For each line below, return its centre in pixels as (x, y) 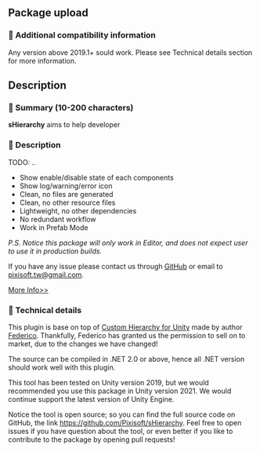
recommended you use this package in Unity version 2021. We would (120, 391)
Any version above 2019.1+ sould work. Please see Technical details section (130, 52)
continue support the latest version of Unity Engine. (91, 399)
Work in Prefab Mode (54, 228)
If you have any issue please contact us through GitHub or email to (116, 266)
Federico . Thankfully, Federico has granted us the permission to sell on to (127, 335)
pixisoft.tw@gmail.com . (46, 275)
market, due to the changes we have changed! (83, 344)
